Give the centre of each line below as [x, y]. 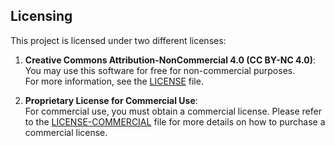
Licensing [41, 16]
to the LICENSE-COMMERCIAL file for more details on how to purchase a [175, 121]
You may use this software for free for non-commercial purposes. [160, 70]
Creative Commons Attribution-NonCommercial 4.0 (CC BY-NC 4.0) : [170, 60]
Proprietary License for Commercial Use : [111, 100]
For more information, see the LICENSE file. [114, 81]
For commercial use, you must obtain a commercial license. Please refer [173, 111]
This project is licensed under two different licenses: [118, 40]
